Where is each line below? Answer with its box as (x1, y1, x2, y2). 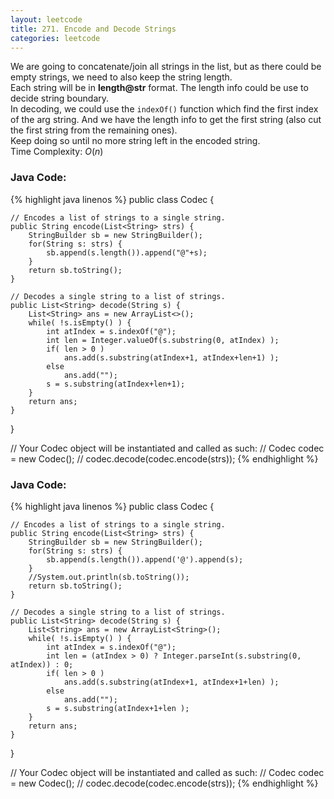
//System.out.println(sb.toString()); (28, 572, 190, 582)
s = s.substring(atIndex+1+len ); (46, 703, 190, 713)
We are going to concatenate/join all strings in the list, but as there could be (10, 61, 322, 73)
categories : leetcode (10, 33, 101, 43)
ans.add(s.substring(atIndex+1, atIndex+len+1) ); (63, 352, 280, 363)
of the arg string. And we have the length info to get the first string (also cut (10, 114, 322, 126)
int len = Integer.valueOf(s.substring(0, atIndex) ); (46, 335, 280, 345)
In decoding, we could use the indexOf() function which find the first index (10, 103, 319, 115)
